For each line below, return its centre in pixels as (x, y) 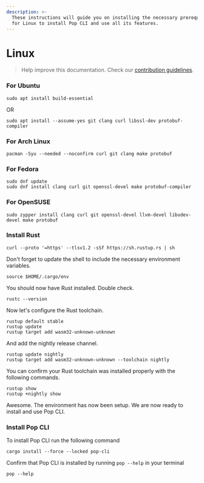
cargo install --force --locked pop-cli (58, 452)
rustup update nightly (35, 354)
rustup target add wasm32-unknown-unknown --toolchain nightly (88, 360)
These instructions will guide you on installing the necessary (95, 18)
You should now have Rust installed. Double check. (70, 288)
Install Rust (23, 235)
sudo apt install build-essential (50, 98)
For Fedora (22, 169)
